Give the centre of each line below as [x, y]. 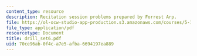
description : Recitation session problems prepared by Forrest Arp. [91, 17]
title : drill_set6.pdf [34, 38]
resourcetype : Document [35, 33]
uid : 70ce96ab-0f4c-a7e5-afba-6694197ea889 [60, 44]
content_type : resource [35, 11]
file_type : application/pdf [40, 28]
